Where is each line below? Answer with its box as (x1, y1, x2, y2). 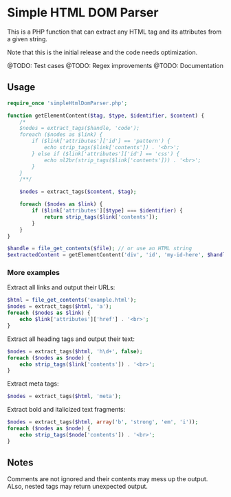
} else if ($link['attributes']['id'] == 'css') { (32, 150, 180, 157)
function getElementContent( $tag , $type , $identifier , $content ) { (7, 112, 205, 119)
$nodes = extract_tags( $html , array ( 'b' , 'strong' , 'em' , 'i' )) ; (7, 419, 199, 426)
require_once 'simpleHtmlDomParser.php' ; (7, 100, 128, 107)
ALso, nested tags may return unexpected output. (7, 483, 148, 491)
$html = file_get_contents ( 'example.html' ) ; (7, 297, 137, 304)
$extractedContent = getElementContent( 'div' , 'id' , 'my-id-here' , (7, 252, 205, 258)
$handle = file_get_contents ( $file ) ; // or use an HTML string (7, 245, 192, 252)
